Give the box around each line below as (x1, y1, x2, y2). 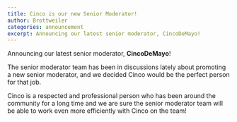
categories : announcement (7, 23, 83, 30)
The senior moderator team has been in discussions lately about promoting (7, 63, 226, 71)
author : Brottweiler (7, 17, 69, 24)
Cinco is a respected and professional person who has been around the (7, 92, 216, 100)
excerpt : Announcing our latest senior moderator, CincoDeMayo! (7, 30, 201, 37)
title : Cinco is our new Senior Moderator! (7, 10, 138, 18)
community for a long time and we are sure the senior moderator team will (7, 99, 224, 108)
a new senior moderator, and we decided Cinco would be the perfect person (7, 71, 230, 79)
